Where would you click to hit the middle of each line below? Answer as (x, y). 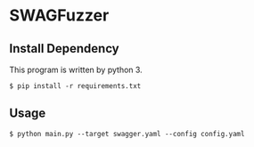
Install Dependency (65, 49)
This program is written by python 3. (76, 69)
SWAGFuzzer (59, 16)
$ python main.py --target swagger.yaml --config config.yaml (127, 134)
